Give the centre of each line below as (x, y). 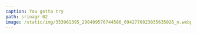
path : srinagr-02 (27, 17)
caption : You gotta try (35, 11)
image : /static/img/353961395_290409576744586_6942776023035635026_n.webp (99, 22)
